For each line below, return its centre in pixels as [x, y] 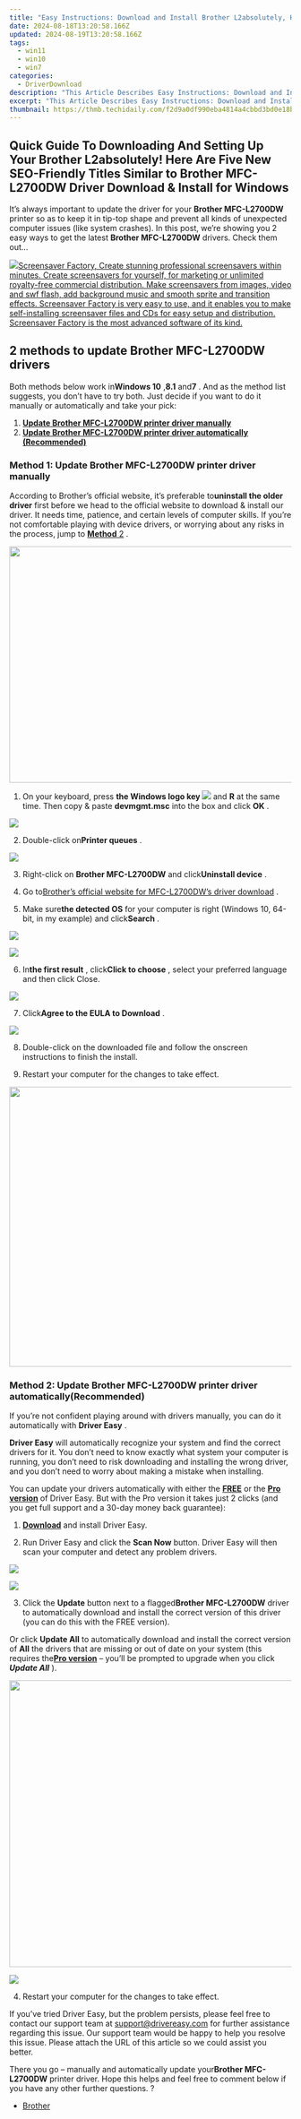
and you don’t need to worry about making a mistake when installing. [137, 1471]
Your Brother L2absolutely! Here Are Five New [140, 159]
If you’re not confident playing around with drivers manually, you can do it [146, 1416]
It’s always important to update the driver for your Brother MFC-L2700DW [146, 209]
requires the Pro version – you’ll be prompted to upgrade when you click [142, 1658]
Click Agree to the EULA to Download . [94, 1013]
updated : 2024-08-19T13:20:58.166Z [76, 34]
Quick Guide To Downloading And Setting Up [137, 146]
